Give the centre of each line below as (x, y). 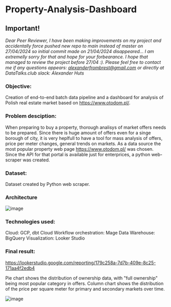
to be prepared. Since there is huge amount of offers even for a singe (78, 133)
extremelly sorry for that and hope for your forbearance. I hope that (77, 57)
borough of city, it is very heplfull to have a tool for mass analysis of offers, (84, 138)
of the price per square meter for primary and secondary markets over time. (85, 289)
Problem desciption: (31, 116)
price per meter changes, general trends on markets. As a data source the (83, 144)
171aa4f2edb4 (20, 268)
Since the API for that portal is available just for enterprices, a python (78, 154)
